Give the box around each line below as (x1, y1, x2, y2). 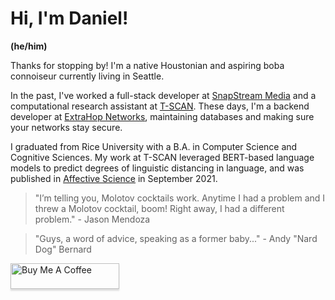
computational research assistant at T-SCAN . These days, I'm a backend (10, 100, 310, 112)
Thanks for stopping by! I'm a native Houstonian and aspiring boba (10, 59, 285, 71)
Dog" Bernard (34, 243, 92, 255)
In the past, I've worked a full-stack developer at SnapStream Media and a (10, 89, 317, 101)
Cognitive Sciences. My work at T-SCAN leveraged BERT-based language (10, 151, 315, 163)
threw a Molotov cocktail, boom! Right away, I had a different (34, 202, 285, 214)
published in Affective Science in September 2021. (10, 172, 218, 184)
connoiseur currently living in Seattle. (10, 70, 165, 82)
